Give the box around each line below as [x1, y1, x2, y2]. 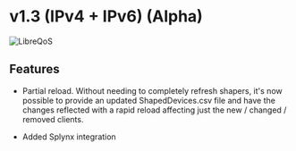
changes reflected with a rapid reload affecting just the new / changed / [21, 105, 287, 115]
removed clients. [21, 113, 84, 124]
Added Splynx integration [21, 131, 116, 142]
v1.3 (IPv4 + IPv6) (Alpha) [9, 6, 203, 27]
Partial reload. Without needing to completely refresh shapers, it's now [21, 85, 283, 96]
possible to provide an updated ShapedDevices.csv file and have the [21, 95, 275, 105]
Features [9, 62, 60, 77]
